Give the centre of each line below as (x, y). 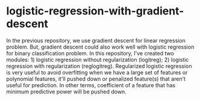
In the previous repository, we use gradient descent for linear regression (96, 40)
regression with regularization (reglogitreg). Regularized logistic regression (99, 66)
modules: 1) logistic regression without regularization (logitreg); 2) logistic (98, 60)
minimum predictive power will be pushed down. (66, 91)
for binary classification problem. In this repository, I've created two (90, 53)
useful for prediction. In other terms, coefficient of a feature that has (91, 85)
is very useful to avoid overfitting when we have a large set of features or (97, 72)
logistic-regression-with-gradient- (95, 11)
